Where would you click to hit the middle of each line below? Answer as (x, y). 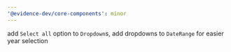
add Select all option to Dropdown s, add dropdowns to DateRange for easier (115, 33)
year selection (28, 41)
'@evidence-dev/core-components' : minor (67, 14)
